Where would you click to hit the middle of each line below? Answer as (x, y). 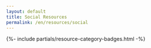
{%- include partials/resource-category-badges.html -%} (76, 39)
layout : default (26, 11)
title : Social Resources (37, 17)
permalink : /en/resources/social (47, 22)
